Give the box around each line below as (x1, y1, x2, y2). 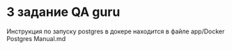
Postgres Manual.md (6, 34, 66, 42)
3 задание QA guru (6, 4, 121, 20)
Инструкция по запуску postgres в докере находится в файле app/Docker (6, 27, 225, 35)
